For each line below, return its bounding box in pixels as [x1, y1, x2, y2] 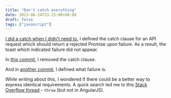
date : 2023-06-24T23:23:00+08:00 [5, 12, 77, 17]
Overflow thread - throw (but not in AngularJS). [5, 87, 104, 93]
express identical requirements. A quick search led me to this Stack [5, 82, 147, 88]
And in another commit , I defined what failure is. [5, 66, 106, 72]
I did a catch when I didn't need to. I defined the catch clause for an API [5, 36, 157, 42]
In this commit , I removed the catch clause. [5, 57, 96, 63]
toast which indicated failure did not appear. [5, 46, 98, 53]
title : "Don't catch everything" [5, 7, 77, 13]
